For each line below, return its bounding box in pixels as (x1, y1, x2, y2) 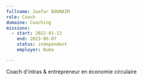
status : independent (17, 42, 67, 48)
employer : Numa (17, 47, 54, 53)
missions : (6, 25, 31, 31)
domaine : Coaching (6, 19, 51, 25)
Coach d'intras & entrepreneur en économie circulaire (6, 68, 137, 75)
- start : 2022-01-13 (11, 31, 62, 36)
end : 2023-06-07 (17, 36, 57, 42)
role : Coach (6, 14, 35, 20)
